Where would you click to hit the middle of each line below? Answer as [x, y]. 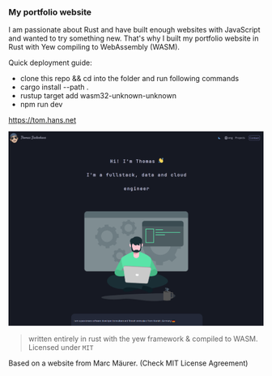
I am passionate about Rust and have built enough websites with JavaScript [134, 30]
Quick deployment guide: [50, 63]
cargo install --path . [54, 87]
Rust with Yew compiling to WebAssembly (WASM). [94, 47]
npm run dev [41, 105]
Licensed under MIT [61, 348]
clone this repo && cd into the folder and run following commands [130, 79]
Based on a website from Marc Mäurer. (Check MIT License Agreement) [128, 363]
